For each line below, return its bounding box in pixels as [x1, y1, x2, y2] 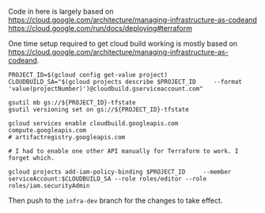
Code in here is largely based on [8, 7, 114, 16]
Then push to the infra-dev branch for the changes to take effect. [8, 196, 223, 205]
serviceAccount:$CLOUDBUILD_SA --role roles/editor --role [8, 175, 207, 183]
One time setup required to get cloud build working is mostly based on [8, 39, 238, 48]
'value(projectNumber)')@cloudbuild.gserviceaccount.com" [8, 85, 203, 93]
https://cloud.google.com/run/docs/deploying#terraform [8, 24, 192, 32]
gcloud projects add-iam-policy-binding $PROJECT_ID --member [8, 168, 232, 176]
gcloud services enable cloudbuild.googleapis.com [8, 120, 179, 127]
